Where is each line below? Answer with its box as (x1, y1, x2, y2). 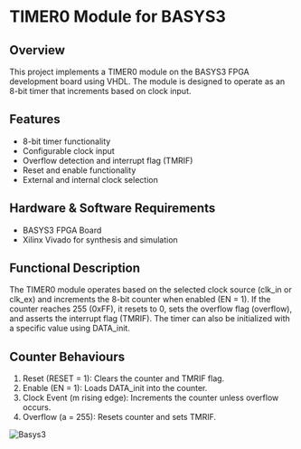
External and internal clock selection (22, 174, 158, 185)
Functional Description (9, 261, 141, 276)
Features (9, 111, 61, 128)
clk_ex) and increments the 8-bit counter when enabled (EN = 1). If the (9, 294, 271, 305)
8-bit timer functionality (22, 136, 111, 147)
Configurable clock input (22, 145, 115, 156)
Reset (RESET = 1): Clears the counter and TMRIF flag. (22, 373, 225, 384)
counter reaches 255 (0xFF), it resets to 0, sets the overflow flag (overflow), (9, 303, 292, 314)
